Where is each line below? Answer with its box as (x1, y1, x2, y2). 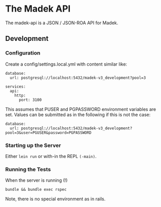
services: (5, 84, 26, 89)
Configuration (5, 49, 41, 57)
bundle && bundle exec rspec (5, 187, 67, 192)
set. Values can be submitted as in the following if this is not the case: (5, 112, 151, 118)
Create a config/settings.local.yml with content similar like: (5, 61, 128, 67)
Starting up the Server (5, 142, 61, 149)
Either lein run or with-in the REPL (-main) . (5, 153, 97, 159)
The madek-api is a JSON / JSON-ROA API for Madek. (5, 20, 118, 26)
